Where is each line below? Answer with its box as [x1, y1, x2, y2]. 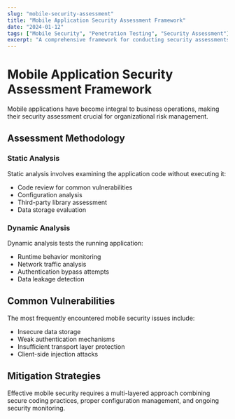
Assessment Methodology [7, 133, 125, 145]
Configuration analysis [17, 190, 83, 199]
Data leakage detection [17, 275, 85, 284]
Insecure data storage [17, 327, 81, 335]
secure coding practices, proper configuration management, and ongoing [7, 396, 219, 404]
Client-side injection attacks [17, 350, 99, 358]
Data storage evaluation [17, 205, 86, 214]
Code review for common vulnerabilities [17, 183, 133, 192]
